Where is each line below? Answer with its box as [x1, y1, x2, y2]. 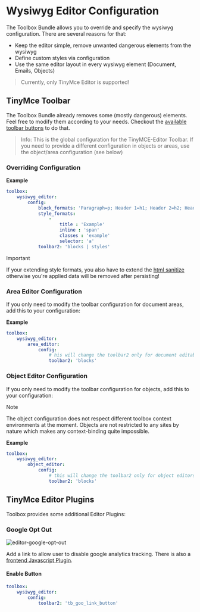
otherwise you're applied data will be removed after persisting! [6, 272, 160, 279]
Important [6, 254, 30, 261]
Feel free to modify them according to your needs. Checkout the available [6, 118, 187, 125]
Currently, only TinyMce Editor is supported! [20, 79, 130, 86]
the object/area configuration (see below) [20, 148, 123, 155]
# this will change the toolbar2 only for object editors [48, 473, 196, 479]
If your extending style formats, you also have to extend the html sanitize [6, 266, 185, 273]
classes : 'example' [59, 233, 111, 239]
